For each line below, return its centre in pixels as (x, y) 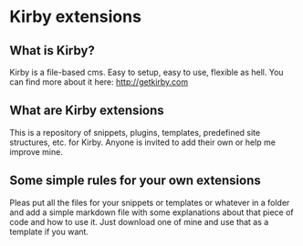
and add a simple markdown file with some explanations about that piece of (151, 212)
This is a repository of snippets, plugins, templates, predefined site (135, 132)
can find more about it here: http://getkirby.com (99, 82)
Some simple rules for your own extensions (136, 181)
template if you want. (49, 231)
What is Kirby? (52, 51)
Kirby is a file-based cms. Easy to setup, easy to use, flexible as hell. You (147, 72)
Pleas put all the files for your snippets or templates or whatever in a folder (150, 202)
